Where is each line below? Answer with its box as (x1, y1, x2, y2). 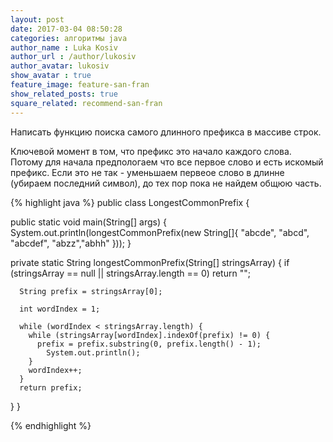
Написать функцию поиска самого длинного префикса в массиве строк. (10, 126, 322, 138)
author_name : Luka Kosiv (10, 42, 118, 53)
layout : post (10, 14, 65, 25)
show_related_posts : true (10, 89, 118, 99)
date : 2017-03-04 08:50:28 (10, 24, 123, 34)
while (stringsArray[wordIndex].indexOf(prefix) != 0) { (28, 330, 271, 340)
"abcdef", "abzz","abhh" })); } (10, 237, 132, 249)
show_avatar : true (10, 71, 92, 81)
